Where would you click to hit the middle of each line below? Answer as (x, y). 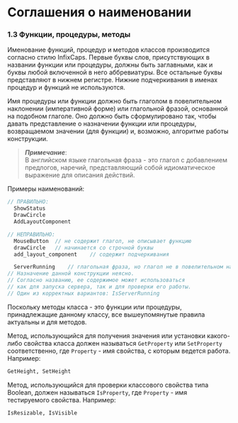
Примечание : (46, 152)
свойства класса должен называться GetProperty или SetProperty (123, 343)
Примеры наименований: (46, 189)
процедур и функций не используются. (66, 88)
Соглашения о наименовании (100, 12)
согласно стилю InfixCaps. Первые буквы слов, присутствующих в (109, 57)
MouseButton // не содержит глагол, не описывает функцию (103, 241)
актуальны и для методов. (47, 322)
